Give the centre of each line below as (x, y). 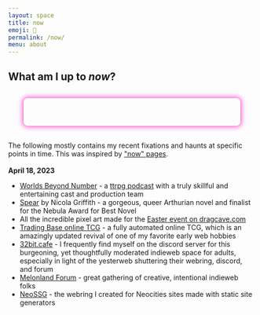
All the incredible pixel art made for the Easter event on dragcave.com (132, 219)
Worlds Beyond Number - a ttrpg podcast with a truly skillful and (124, 185)
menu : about (27, 45)
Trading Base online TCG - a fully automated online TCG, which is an (130, 227)
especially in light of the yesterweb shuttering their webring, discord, (131, 261)
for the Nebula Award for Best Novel (78, 211)
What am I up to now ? (62, 77)
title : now (26, 23)
